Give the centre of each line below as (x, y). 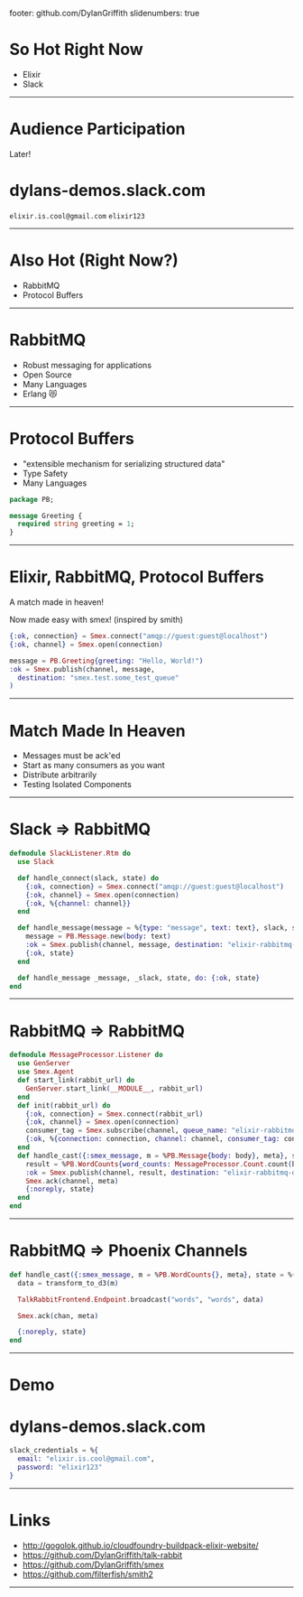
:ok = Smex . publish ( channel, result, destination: (123, 1173)
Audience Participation (97, 129)
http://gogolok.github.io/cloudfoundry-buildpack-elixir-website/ (140, 1545)
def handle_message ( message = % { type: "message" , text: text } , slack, (153, 928)
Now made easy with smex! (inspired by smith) (96, 620)
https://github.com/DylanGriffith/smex (93, 1565)
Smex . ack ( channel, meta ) (72, 1181)
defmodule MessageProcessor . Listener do (87, 1055)
